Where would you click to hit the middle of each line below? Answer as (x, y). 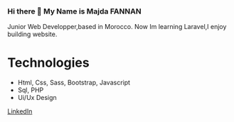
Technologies (49, 63)
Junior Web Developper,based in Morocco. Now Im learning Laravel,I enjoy (117, 27)
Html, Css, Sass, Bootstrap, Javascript (74, 83)
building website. (32, 34)
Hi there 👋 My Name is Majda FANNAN (74, 11)
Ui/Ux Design (37, 98)
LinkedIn (20, 111)
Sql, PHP (31, 90)
